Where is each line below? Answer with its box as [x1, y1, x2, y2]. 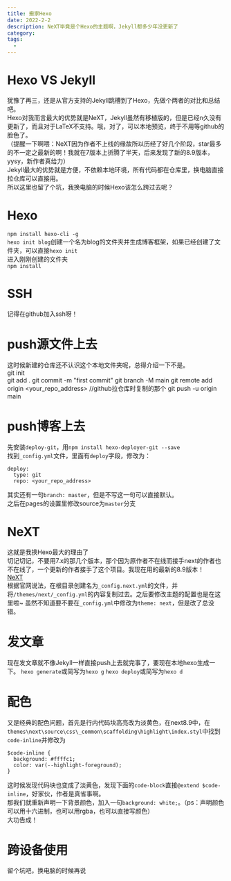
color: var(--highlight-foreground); [13, 762, 122, 769]
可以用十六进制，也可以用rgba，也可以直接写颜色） [7, 807, 154, 815]
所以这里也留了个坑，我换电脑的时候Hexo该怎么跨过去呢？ [7, 183, 174, 191]
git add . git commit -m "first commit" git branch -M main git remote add [7, 376, 213, 384]
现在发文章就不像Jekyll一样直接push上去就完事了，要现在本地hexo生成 [7, 658, 210, 666]
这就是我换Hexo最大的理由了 [7, 548, 89, 556]
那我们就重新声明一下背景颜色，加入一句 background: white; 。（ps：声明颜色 [7, 798, 225, 806]
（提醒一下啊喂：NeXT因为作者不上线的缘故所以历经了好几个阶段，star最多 [7, 140, 222, 148]
